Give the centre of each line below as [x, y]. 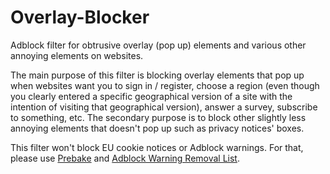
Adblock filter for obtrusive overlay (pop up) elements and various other [158, 45]
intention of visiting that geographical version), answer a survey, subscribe [164, 107]
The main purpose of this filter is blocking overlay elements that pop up [157, 75]
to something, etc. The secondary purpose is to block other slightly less [158, 117]
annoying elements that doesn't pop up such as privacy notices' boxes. [157, 128]
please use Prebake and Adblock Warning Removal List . [125, 158]
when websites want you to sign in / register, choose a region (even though [165, 85]
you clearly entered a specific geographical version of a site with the [151, 96]
